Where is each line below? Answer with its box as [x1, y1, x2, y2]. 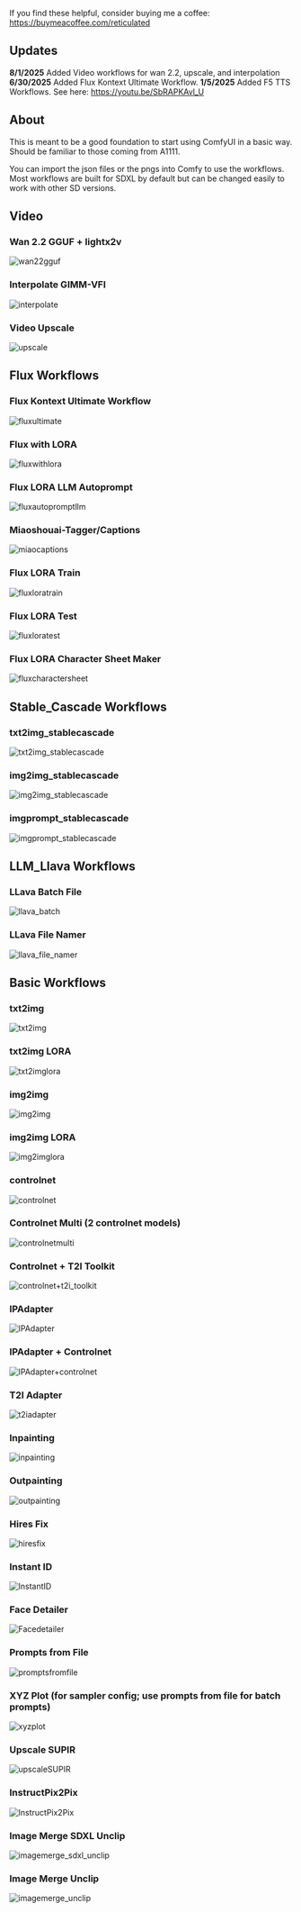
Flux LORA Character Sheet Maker [9, 653, 162, 665]
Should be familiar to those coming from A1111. [9, 146, 181, 157]
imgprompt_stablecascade [9, 812, 129, 825]
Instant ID [9, 1560, 52, 1572]
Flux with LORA [9, 438, 78, 450]
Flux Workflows [9, 368, 100, 384]
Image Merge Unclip [9, 1872, 100, 1885]
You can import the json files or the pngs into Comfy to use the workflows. [9, 163, 285, 174]
